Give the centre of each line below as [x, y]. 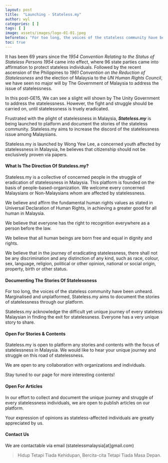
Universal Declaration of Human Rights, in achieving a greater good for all [81, 208]
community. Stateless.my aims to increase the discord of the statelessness [82, 129]
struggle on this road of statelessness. [44, 356]
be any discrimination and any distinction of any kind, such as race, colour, [82, 258]
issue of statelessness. [29, 88]
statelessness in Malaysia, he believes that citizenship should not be [75, 149]
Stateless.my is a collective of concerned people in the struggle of [73, 177]
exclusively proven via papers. [36, 154]
